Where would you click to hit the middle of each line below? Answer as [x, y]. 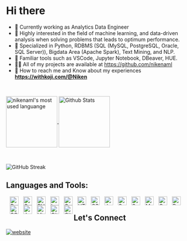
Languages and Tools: [47, 185]
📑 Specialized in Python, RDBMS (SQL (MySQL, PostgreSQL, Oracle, [97, 46]
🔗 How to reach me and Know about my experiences [78, 70]
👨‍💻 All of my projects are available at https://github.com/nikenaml [93, 64]
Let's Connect [100, 218]
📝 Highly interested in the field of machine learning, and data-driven [96, 33]
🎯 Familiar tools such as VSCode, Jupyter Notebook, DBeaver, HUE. [96, 58]
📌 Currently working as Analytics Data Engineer [72, 27]
